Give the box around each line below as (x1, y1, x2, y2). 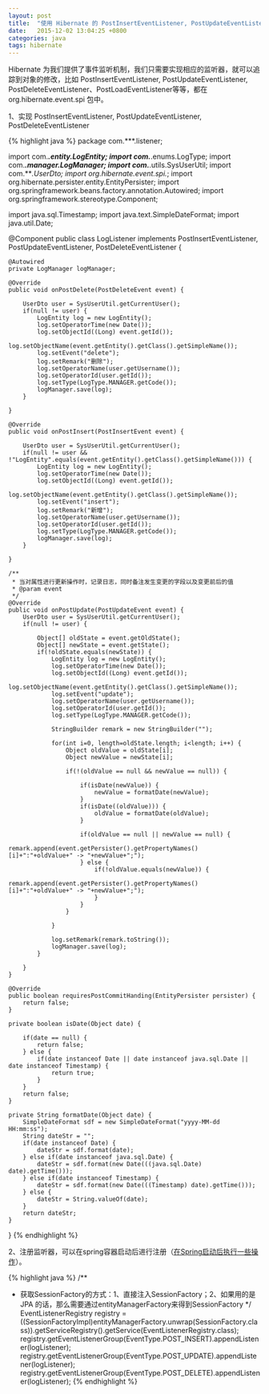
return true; (50, 1069, 94, 1077)
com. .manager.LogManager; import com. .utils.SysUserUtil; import (8, 160, 231, 170)
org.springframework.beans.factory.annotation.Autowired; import (8, 186, 224, 196)
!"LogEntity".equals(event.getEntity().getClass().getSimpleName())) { (8, 456, 252, 464)
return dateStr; (22, 1210, 78, 1218)
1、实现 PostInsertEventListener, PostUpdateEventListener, (8, 111, 203, 121)
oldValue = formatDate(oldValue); (94, 810, 210, 818)
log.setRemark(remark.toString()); (50, 935, 171, 944)
